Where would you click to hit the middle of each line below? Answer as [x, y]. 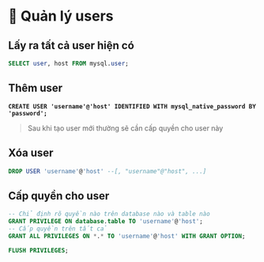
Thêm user [36, 88]
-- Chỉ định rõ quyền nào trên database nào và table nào [109, 214]
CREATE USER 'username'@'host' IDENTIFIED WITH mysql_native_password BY [132, 106]
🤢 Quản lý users [61, 16]
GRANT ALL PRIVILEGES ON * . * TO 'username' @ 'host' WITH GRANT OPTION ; [127, 236]
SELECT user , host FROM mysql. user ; [68, 63]
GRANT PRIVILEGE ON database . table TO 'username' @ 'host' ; [106, 222]
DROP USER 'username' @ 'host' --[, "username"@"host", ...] [107, 171]
